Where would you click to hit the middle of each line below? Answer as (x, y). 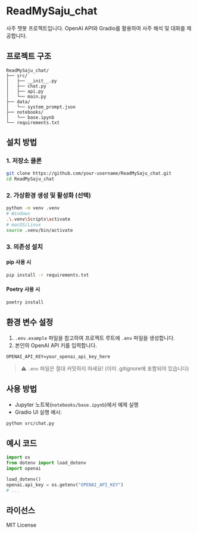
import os (18, 457)
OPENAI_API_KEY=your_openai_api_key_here (58, 357)
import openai (24, 469)
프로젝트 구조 (29, 56)
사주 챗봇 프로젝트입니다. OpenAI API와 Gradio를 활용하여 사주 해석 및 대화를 (96, 28)
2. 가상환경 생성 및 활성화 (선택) (49, 196)
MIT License (21, 525)
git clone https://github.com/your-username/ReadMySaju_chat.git (89, 173)
